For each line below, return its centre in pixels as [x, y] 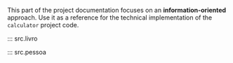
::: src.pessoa [27, 52]
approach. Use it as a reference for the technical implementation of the [110, 17]
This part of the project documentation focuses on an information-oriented [117, 10]
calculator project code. [43, 25]
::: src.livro [22, 38]
